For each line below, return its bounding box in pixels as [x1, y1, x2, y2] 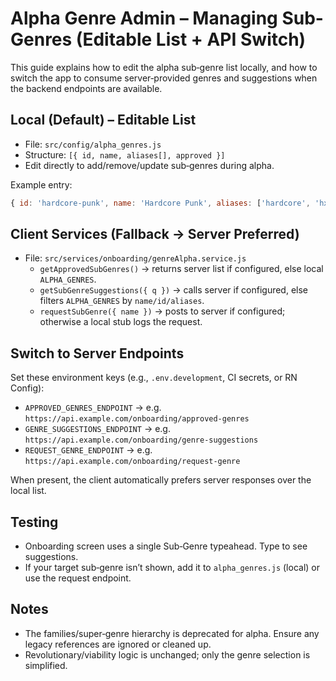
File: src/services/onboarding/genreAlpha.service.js [24, 252, 247, 264]
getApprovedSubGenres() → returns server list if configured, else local [39, 263, 324, 275]
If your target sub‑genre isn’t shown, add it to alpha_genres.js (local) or [24, 562, 320, 574]
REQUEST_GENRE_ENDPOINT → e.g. [24, 444, 153, 456]
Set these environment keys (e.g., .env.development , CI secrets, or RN [10, 372, 298, 384]
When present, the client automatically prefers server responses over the [10, 474, 312, 486]
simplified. [24, 659, 68, 671]
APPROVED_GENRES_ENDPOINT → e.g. [24, 402, 162, 414]
